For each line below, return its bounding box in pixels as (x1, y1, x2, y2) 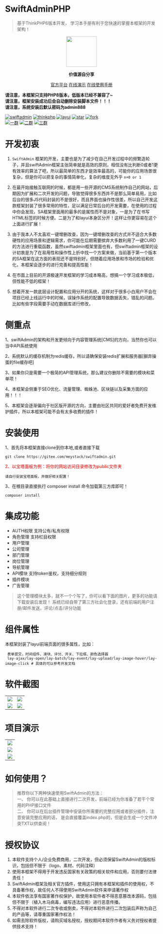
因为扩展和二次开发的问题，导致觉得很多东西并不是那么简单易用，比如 (16, 190, 157, 196)
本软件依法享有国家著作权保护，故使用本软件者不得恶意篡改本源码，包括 (12, 893, 157, 899)
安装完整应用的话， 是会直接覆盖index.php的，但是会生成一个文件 (21, 815, 153, 820)
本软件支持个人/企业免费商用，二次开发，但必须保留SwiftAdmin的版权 (12, 856, 152, 862)
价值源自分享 (68, 71, 95, 77)
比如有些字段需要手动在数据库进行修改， (12, 301, 93, 307)
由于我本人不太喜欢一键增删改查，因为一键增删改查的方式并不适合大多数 (12, 231, 157, 237)
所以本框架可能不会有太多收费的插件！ (21, 409, 98, 414)
